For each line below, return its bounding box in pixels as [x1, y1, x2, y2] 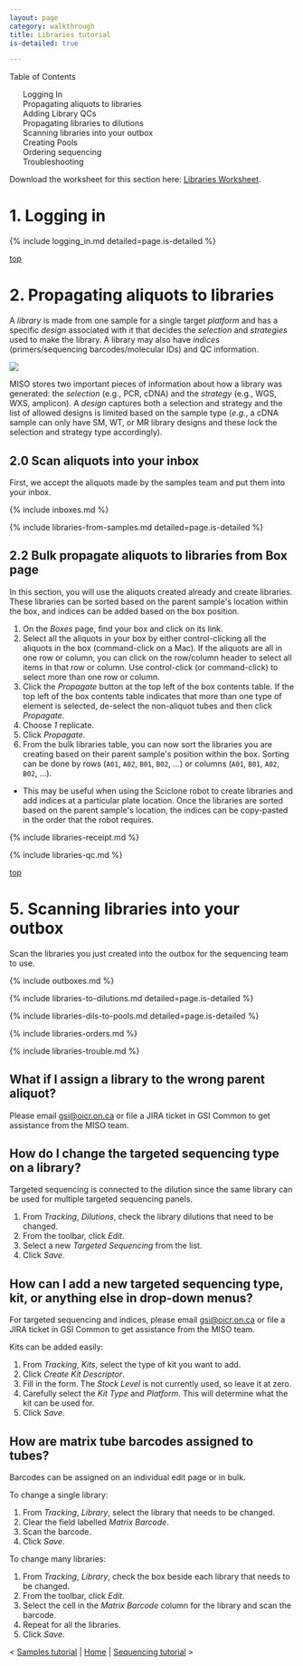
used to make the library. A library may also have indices [9, 335, 220, 346]
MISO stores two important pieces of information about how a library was [9, 378, 283, 390]
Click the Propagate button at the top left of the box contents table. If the [22, 681, 295, 692]
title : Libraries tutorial [9, 30, 111, 39]
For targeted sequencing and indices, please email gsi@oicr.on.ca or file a [9, 1314, 286, 1325]
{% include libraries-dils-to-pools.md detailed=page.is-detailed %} [9, 1010, 260, 1021]
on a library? [9, 1160, 81, 1175]
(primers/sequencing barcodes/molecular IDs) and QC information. [9, 344, 260, 355]
